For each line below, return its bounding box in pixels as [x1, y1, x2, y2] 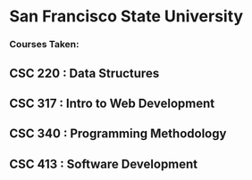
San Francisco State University [9, 6, 244, 27]
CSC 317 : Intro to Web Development [9, 95, 215, 110]
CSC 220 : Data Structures [9, 65, 160, 81]
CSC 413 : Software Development [9, 156, 198, 171]
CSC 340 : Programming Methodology [9, 127, 227, 142]
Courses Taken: [9, 38, 80, 51]
